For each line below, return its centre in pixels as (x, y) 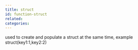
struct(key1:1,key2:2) (26, 43)
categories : (17, 23)
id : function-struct (26, 14)
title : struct (20, 10)
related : (14, 19)
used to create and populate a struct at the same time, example (69, 37)
